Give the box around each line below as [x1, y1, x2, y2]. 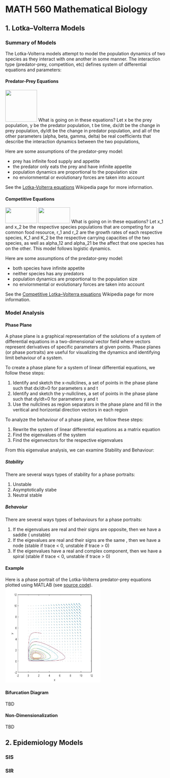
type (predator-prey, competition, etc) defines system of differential [5, 61, 147, 67]
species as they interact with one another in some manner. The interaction [5, 56, 161, 62]
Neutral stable [12, 492, 42, 498]
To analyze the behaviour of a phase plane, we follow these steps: [5, 416, 144, 423]
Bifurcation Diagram [5, 690, 49, 696]
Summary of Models [5, 39, 57, 46]
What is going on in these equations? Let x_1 [71, 218, 163, 224]
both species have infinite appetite [12, 265, 85, 271]
